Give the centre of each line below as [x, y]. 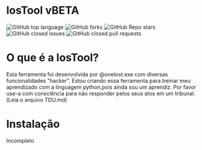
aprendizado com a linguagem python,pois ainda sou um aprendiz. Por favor [101, 87]
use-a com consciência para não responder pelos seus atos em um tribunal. [101, 93]
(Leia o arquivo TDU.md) [37, 100]
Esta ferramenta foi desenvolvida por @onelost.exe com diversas [87, 74]
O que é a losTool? [53, 58]
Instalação [33, 124]
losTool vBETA [43, 10]
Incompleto [20, 140]
